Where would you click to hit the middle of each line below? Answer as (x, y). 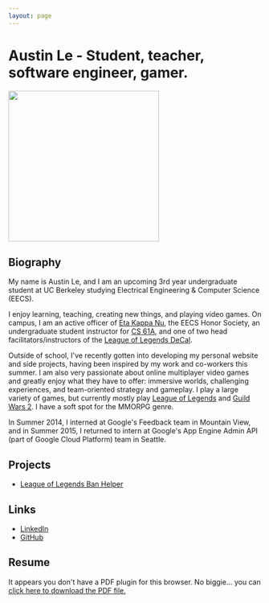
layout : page (30, 16)
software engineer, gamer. (98, 72)
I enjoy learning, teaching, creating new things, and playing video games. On (135, 314)
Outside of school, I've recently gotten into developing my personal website (133, 355)
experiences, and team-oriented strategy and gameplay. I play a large (124, 390)
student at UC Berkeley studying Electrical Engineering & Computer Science (134, 290)
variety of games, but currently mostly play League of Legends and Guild (129, 398)
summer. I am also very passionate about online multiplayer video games (129, 373)
